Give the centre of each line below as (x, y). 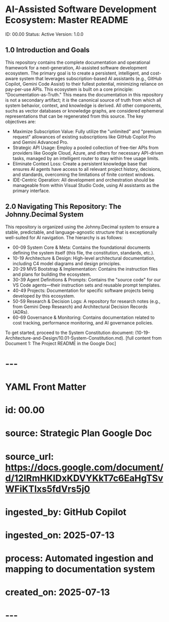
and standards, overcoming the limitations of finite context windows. (84, 174)
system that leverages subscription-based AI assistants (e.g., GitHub (91, 78)
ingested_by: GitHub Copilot (66, 512)
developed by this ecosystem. (44, 296)
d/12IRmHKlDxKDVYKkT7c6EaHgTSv (84, 478)
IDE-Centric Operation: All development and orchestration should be (83, 180)
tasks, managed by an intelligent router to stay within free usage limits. (86, 158)
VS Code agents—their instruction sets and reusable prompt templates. (87, 285)
